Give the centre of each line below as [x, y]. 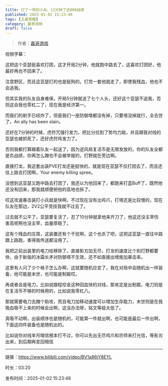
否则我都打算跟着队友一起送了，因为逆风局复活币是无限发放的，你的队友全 [82, 149]
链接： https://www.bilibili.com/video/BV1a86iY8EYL [58, 357]
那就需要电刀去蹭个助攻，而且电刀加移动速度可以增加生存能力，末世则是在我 [84, 302]
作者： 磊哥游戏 [33, 44]
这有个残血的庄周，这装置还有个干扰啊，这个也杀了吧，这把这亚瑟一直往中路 [84, 234]
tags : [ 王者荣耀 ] [22, 19]
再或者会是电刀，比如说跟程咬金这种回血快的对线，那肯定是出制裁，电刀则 [82, 285]
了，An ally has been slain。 [34, 122]
